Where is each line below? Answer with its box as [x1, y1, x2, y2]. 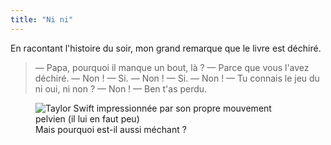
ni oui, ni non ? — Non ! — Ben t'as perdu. [34, 82, 208, 95]
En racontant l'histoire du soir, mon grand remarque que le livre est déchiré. [10, 42, 322, 54]
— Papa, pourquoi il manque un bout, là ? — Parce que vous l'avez [34, 61, 310, 73]
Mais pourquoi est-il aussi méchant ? [35, 123, 187, 135]
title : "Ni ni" [10, 14, 74, 25]
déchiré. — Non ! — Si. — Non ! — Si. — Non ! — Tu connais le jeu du [34, 72, 320, 84]
